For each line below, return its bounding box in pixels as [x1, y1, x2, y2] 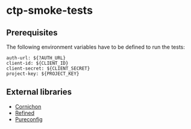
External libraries [6, 87, 72, 97]
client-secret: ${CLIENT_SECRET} [6, 65, 90, 71]
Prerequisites [6, 28, 58, 38]
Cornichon [14, 103, 42, 110]
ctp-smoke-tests [6, 4, 93, 17]
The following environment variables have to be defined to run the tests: [6, 43, 186, 50]
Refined [14, 109, 35, 116]
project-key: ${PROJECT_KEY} [6, 71, 80, 77]
